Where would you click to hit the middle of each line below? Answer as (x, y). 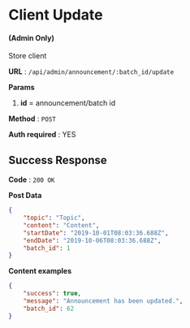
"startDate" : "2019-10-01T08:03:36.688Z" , (96, 233)
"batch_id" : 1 (47, 248)
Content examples (40, 271)
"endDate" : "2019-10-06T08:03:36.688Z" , (92, 240)
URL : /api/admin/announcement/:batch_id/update (91, 71)
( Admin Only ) (31, 37)
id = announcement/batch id (68, 103)
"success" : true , (52, 294)
